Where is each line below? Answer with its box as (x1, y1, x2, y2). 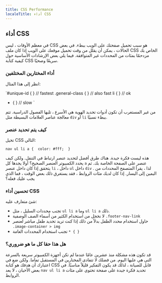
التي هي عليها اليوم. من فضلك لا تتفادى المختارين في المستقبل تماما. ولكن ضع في (5, 257, 152, 263)
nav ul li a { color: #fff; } (5, 146, 70, 151)
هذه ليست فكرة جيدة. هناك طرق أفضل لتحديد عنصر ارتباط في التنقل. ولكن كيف (5, 155, 149, 161)
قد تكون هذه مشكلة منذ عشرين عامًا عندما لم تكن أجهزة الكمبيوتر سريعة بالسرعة (5, 252, 151, 257)
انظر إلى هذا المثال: (5, 81, 41, 87)
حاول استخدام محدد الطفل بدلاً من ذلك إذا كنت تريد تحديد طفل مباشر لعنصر (12, 218, 148, 224)
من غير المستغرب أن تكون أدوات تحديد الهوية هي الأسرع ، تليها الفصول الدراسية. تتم (5, 109, 156, 115)
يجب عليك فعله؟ (5, 175, 35, 181)
